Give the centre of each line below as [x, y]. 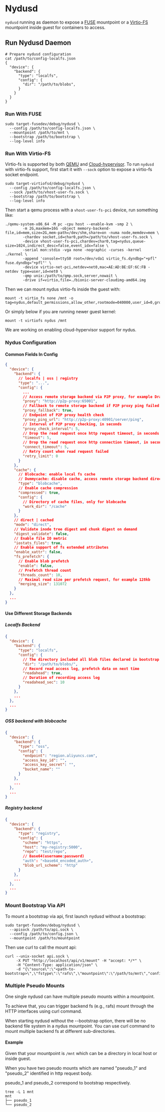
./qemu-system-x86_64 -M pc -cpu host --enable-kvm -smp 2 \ [69, 224]
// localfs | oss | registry [48, 379]
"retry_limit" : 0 [40, 456]
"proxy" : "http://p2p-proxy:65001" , [60, 401]
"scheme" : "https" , [43, 843]
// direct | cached [34, 520]
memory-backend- [94, 229]
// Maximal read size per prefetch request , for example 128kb [84, 580]
